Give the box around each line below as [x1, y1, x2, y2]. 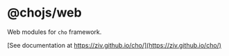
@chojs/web [7, 5, 82, 21]
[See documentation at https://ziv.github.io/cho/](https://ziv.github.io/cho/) [7, 41, 222, 49]
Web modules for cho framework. [7, 28, 102, 36]
